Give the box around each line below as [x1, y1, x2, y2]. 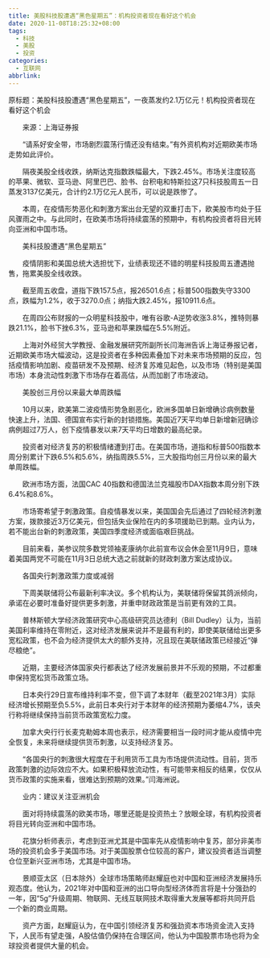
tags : [8, 27, 27, 35]
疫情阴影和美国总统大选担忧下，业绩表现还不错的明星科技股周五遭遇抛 [22, 258, 255, 268]
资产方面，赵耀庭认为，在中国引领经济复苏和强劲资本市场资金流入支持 [22, 920, 255, 930]
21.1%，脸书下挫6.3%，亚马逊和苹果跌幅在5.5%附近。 [14, 323, 195, 332]
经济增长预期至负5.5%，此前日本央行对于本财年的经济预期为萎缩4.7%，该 [8, 699, 254, 710]
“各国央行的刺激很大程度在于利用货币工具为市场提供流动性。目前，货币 [22, 754, 259, 764]
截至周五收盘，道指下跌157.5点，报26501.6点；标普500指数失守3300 [22, 285, 251, 295]
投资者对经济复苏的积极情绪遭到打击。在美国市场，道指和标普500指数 [22, 441, 254, 452]
